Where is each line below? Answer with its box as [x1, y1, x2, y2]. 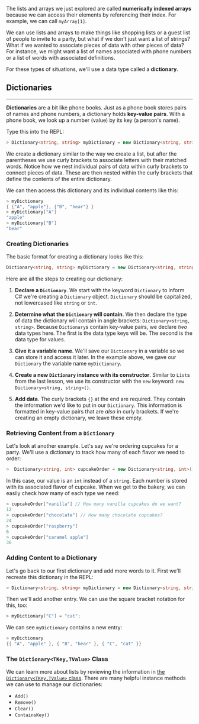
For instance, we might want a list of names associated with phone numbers [6, 48, 192, 55]
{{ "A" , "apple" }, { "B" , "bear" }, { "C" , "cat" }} [6, 641, 142, 647]
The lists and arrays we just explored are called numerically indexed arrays [6, 5, 191, 12]
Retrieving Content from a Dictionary [6, 429, 115, 437]
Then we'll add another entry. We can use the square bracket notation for [6, 596, 185, 603]
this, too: [6, 602, 28, 609]
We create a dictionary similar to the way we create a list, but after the [6, 150, 177, 157]
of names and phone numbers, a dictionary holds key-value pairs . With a [6, 110, 185, 117]
